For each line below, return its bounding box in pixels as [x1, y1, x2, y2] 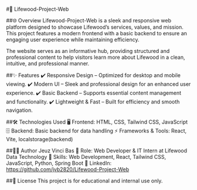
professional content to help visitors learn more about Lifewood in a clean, [6, 54, 186, 61]
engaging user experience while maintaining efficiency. [6, 36, 140, 43]
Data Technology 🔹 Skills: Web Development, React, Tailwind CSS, [6, 154, 167, 160]
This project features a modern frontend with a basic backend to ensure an [6, 30, 188, 36]
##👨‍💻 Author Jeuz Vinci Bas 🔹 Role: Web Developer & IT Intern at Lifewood [6, 147, 188, 154]
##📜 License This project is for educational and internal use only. [6, 177, 163, 184]
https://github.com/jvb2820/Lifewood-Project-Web [6, 166, 130, 173]
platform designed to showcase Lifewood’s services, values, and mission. [6, 24, 184, 31]
